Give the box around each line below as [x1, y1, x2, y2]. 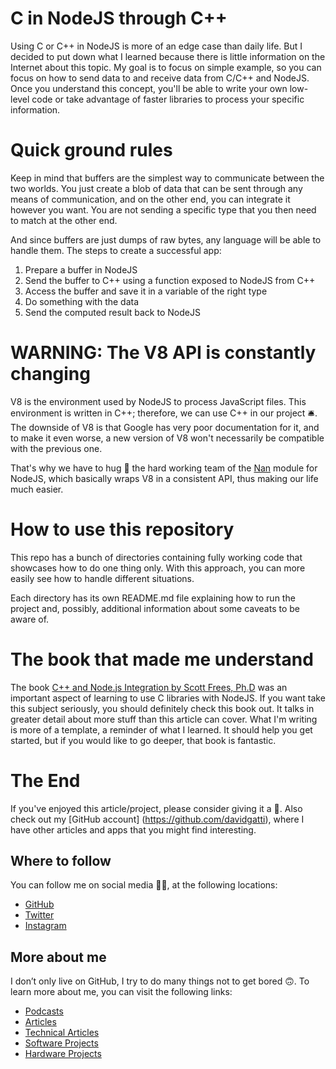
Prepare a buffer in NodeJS [24, 263, 138, 276]
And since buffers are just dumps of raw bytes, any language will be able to [10, 233, 322, 246]
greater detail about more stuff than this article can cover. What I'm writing [10, 713, 318, 725]
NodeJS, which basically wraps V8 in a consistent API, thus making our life [10, 472, 319, 484]
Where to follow [10, 853, 112, 870]
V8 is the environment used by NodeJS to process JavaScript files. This [10, 395, 307, 407]
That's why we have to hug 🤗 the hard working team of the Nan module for [10, 462, 318, 474]
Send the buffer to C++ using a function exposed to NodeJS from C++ [24, 274, 316, 286]
